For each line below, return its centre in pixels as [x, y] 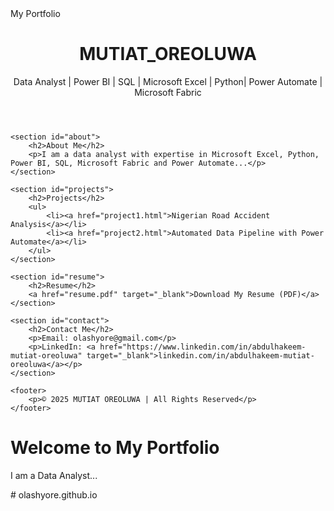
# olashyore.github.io [54, 494]
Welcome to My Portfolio [115, 448]
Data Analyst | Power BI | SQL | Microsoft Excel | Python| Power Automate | [168, 81]
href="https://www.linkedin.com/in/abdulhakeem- [203, 347]
